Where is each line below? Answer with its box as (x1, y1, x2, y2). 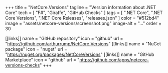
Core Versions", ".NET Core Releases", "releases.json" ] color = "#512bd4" (5, 15, 159, 21)
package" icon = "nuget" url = (5, 46, 68, 52)
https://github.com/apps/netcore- (79, 57, 149, 62)
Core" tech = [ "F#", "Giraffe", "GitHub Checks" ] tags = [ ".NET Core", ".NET (5, 10, 163, 16)
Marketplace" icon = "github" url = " (5, 57, 80, 62)
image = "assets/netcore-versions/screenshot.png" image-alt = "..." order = (5, 20, 162, 26)
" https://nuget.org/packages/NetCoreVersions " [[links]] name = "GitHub (5, 51, 154, 57)
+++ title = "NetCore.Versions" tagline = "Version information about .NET (5, 5, 156, 10)
